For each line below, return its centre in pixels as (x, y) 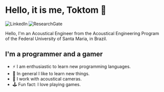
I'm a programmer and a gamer (54, 54)
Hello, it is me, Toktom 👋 (56, 10)
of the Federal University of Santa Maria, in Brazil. (56, 39)
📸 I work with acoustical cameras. (47, 79)
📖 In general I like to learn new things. (51, 73)
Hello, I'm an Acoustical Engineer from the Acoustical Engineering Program (82, 33)
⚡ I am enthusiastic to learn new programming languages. (72, 66)
